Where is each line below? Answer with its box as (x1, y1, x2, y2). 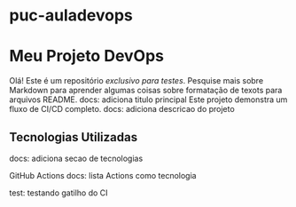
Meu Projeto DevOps (9, 46, 165, 67)
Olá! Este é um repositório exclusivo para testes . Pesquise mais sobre (9, 76, 264, 86)
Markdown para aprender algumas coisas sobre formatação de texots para (9, 85, 283, 96)
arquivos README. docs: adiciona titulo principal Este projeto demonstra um (9, 94, 288, 105)
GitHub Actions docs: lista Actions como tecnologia (9, 170, 197, 180)
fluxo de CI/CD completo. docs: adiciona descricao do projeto (9, 104, 235, 115)
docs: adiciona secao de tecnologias (9, 153, 144, 163)
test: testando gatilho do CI (9, 187, 108, 198)
